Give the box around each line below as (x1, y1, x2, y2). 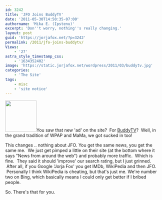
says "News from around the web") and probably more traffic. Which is (5, 152, 153, 158)
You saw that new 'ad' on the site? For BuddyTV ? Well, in (36, 127, 156, 133)
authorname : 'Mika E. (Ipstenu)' (5, 21, 75, 26)
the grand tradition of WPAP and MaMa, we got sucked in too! (5, 132, 132, 138)
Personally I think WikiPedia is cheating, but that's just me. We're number (6, 168, 157, 174)
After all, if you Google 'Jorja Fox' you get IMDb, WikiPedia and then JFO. (6, 163, 156, 169)
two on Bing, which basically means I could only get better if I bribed (5, 173, 146, 180)
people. (5, 179, 21, 185)
